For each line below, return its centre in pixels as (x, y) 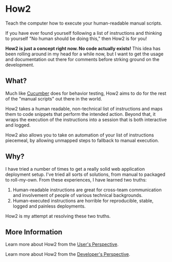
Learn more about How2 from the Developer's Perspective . (68, 254)
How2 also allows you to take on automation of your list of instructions (80, 135)
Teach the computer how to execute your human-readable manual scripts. (84, 23)
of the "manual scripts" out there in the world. (54, 98)
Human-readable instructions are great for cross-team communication (87, 190)
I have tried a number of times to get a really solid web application (75, 169)
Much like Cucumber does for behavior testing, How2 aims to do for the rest (86, 93)
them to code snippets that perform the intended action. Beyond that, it (80, 114)
